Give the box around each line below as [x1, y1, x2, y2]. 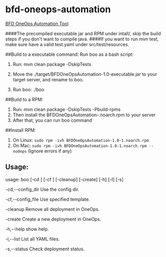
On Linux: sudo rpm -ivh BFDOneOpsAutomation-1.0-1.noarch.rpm [12, 137, 150, 143]
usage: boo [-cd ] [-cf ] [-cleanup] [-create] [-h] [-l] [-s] [5, 176, 124, 182]
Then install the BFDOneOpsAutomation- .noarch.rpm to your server [12, 112, 156, 118]
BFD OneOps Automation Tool [5, 20, 69, 27]
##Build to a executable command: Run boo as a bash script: [5, 51, 134, 57]
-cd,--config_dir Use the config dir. [5, 186, 79, 192]
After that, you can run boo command [12, 117, 92, 123]
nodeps [12, 148, 27, 154]
